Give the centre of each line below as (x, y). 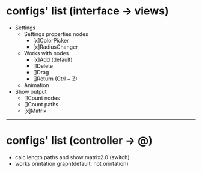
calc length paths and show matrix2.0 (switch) (72, 157)
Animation (36, 85)
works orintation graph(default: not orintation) (72, 163)
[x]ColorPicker (51, 40)
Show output (31, 91)
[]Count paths (41, 104)
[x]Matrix (35, 111)
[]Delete (43, 66)
